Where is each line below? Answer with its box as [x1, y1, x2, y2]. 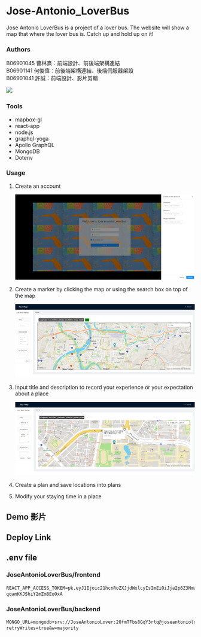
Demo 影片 [6, 511, 47, 522]
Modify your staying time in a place [14, 493, 102, 500]
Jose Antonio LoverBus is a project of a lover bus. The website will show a [6, 24, 190, 31]
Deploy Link [6, 532, 51, 542]
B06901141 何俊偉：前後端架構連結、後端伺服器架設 [6, 67, 133, 74]
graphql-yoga [14, 135, 49, 142]
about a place [14, 390, 49, 397]
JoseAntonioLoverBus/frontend [6, 571, 100, 579]
